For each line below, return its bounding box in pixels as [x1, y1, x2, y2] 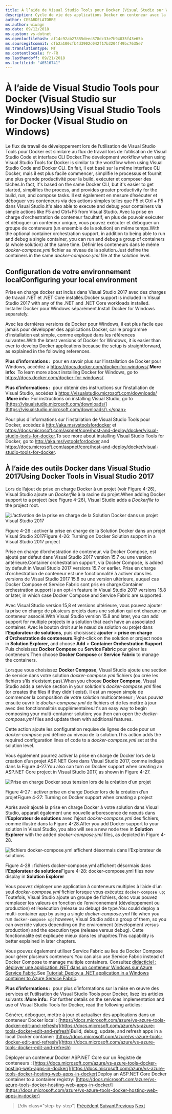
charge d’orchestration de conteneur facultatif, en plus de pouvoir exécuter [5, 214, 164, 220]
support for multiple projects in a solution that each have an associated [5, 618, 155, 625]
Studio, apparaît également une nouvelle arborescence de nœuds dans [5, 809, 156, 816]
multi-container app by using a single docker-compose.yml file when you [5, 910, 160, 916]
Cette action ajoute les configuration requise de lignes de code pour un [5, 726, 156, 732]
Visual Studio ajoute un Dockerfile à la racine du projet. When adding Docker [5, 491, 166, 497]
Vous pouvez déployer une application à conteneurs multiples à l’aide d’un [5, 883, 162, 889]
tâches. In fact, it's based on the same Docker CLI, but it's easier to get [5, 181, 154, 188]
